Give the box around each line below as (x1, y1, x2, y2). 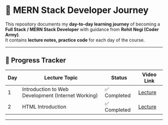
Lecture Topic (44, 74, 78, 81)
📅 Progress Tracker (5, 56, 66, 64)
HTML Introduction (22, 103, 66, 110)
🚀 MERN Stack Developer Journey (5, 4, 149, 16)
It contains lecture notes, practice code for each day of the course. (5, 37, 145, 43)
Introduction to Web (22, 85, 69, 92)
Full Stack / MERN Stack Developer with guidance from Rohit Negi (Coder (5, 26, 159, 32)
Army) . (5, 31, 20, 37)
